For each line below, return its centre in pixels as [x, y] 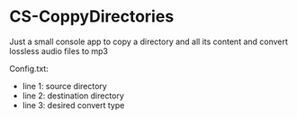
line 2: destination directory [73, 96]
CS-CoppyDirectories [92, 17]
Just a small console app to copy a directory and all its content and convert [148, 41]
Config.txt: [29, 69]
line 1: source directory [65, 86]
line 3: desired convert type [73, 105]
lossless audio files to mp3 [58, 50]
